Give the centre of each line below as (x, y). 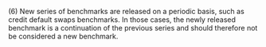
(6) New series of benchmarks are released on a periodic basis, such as (126, 11)
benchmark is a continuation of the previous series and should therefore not (133, 28)
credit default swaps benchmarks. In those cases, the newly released (122, 20)
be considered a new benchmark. (63, 36)
